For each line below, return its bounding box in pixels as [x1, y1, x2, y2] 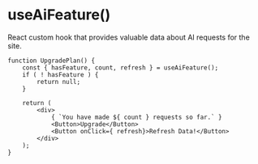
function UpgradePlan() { [7, 57, 95, 65]
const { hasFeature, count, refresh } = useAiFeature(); [22, 63, 219, 72]
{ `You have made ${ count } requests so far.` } [50, 113, 222, 121]
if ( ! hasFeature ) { [22, 70, 99, 78]
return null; [37, 78, 81, 86]
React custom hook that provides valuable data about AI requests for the [7, 32, 251, 42]
